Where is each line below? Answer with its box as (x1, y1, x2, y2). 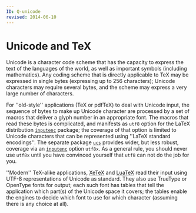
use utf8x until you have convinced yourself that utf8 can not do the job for (6, 151, 190, 159)
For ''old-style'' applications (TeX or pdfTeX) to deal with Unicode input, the (6, 101, 190, 109)
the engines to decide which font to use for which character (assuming (6, 194, 178, 201)
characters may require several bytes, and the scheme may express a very (6, 84, 187, 91)
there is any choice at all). (6, 201, 69, 208)
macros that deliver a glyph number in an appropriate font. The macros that (6, 114, 189, 121)
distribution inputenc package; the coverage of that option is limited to (6, 127, 177, 134)
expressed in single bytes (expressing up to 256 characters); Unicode (6, 78, 175, 85)
